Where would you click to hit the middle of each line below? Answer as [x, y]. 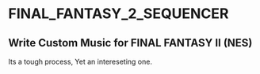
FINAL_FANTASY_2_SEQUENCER [119, 14]
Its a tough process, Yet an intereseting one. [80, 61]
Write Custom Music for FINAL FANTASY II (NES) [130, 43]
